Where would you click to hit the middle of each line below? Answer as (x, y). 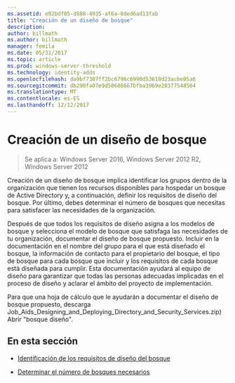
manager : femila (31, 46)
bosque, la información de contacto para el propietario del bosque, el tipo (114, 253)
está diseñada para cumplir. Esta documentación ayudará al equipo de (109, 268)
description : (26, 27)
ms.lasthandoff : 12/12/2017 (48, 105)
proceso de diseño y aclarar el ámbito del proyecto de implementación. (110, 283)
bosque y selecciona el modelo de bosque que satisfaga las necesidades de (117, 231)
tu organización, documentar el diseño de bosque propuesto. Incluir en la (113, 238)
